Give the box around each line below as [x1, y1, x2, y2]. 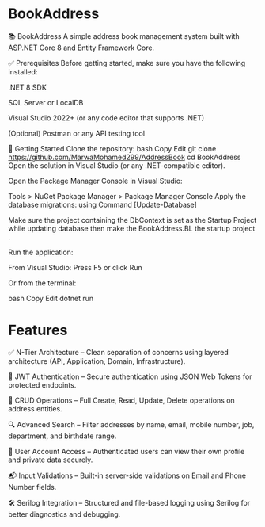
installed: [8, 67, 38, 76]
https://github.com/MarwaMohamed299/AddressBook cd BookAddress [8, 152, 241, 162]
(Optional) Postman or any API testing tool [8, 128, 145, 138]
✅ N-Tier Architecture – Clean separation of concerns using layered [8, 347, 229, 357]
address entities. [8, 403, 62, 413]
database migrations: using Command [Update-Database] [8, 200, 198, 209]
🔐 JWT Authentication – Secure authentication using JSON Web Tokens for [8, 372, 252, 381]
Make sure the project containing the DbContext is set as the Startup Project [8, 215, 257, 224]
